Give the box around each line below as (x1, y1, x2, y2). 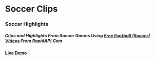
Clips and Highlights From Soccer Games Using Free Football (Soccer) (5, 32, 150, 38)
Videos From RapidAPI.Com (5, 38, 62, 44)
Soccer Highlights (5, 21, 49, 28)
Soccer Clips (5, 3, 58, 15)
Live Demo (5, 50, 27, 56)
